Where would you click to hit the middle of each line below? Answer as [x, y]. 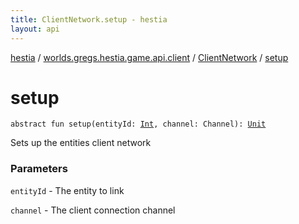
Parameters [39, 169]
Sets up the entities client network [81, 143]
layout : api [35, 29]
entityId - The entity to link [67, 190]
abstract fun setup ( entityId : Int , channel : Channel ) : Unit [138, 124]
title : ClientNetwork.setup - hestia [89, 19]
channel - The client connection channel [93, 210]
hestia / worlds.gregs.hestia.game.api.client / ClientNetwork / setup [149, 57]
